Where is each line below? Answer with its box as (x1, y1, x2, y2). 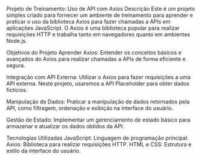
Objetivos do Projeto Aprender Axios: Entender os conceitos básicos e (6, 49, 182, 56)
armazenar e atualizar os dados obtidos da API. (6, 123, 125, 129)
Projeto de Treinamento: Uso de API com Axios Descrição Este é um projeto (6, 5, 196, 12)
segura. (6, 62, 25, 69)
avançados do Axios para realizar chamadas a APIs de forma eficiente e (6, 56, 186, 62)
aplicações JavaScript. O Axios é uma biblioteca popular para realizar (6, 24, 180, 31)
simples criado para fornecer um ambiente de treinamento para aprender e (6, 11, 193, 19)
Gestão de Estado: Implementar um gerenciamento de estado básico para (6, 116, 191, 123)
